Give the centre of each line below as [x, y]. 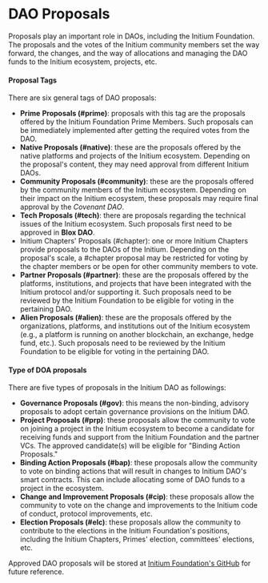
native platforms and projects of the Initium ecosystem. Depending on [135, 156]
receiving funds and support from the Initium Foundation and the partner [140, 437]
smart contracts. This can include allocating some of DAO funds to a [132, 480]
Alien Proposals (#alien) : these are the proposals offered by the [126, 318]
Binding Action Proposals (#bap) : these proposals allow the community [138, 463]
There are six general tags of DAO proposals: [83, 98]
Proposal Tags [33, 80]
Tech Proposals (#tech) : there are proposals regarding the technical [133, 215]
